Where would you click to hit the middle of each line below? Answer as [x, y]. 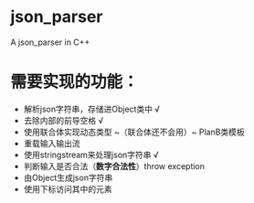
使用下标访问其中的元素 [68, 188]
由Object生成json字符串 [68, 177]
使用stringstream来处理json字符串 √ [91, 155]
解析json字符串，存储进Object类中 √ [92, 109]
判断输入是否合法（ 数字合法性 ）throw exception [114, 166]
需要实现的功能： [75, 82]
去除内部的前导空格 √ [63, 120]
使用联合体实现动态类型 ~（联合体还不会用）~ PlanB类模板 [134, 132]
